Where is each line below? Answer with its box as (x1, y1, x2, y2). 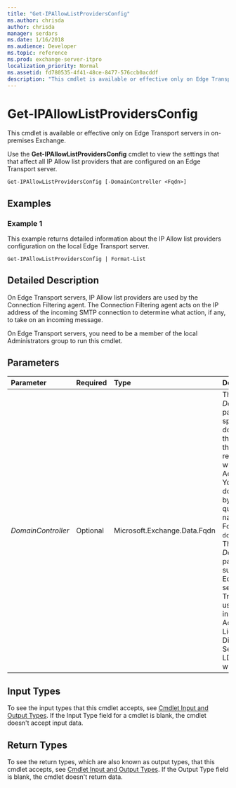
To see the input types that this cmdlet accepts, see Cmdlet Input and (7, 704, 209, 712)
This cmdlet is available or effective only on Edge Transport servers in (7, 129, 209, 138)
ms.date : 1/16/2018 (7, 36, 65, 44)
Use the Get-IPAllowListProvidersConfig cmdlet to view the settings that (7, 150, 220, 159)
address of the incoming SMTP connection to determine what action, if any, (7, 308, 226, 316)
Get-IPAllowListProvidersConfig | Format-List (7, 255, 146, 262)
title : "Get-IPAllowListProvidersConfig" (7, 10, 131, 18)
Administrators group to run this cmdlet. (7, 336, 123, 345)
